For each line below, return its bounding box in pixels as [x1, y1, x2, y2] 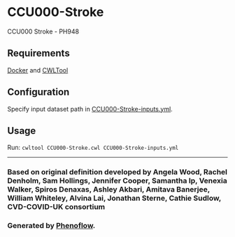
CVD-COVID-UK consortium [7, 202, 106, 212]
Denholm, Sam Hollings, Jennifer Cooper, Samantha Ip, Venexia [7, 176, 227, 185]
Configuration [7, 86, 70, 98]
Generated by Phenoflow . [7, 221, 96, 231]
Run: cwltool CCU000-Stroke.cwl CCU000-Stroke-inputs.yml [7, 144, 179, 152]
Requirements [7, 47, 70, 59]
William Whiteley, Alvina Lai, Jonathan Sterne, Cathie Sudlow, [7, 193, 222, 203]
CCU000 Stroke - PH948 [7, 27, 79, 36]
